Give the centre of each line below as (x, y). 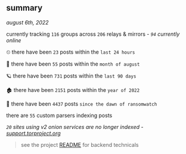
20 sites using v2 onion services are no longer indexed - (75, 127)
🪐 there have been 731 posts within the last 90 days (71, 76)
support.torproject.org (33, 133)
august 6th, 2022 (27, 22)
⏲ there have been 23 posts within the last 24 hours (71, 52)
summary (24, 8)
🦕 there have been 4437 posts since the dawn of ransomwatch (82, 104)
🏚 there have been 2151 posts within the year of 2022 (73, 90)
